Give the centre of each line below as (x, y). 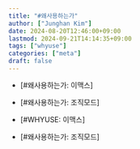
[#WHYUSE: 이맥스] (53, 119)
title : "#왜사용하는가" (43, 16)
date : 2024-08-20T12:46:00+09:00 (65, 31)
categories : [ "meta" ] (45, 53)
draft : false (30, 62)
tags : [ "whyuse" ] (38, 46)
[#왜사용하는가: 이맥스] (56, 85)
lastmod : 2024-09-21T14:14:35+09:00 (70, 38)
